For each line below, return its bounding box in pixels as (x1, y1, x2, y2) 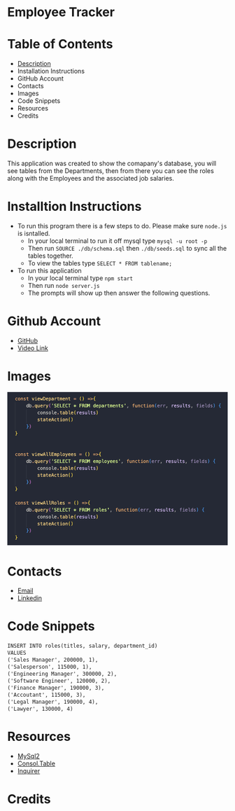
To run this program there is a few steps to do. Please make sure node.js (17, 222, 227, 230)
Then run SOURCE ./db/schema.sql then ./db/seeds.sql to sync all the (27, 244, 227, 252)
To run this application (17, 267, 82, 275)
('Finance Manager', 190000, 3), (7, 684, 105, 692)
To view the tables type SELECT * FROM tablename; (27, 259, 173, 267)
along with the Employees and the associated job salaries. (7, 174, 175, 183)
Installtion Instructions (7, 199, 142, 214)
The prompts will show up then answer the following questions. (27, 289, 211, 297)
